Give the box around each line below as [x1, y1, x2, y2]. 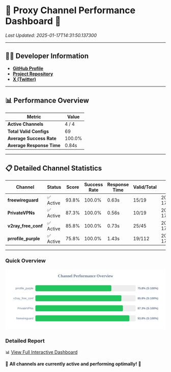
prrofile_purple [7, 235, 40, 241]
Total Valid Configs [7, 128, 49, 134]
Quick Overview [5, 257, 46, 264]
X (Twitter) [12, 76, 37, 82]
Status [47, 184, 62, 190]
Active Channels [7, 121, 44, 127]
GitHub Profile [12, 65, 44, 71]
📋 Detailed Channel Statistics [5, 164, 102, 173]
